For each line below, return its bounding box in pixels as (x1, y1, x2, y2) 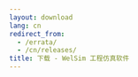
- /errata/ (17, 37, 57, 47)
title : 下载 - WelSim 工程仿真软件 (9, 54, 130, 63)
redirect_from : (9, 29, 65, 38)
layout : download (9, 12, 73, 22)
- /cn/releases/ (17, 46, 77, 55)
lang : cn (9, 21, 42, 30)
